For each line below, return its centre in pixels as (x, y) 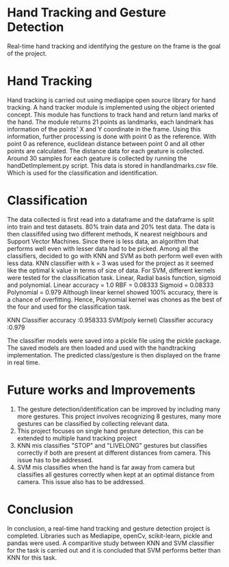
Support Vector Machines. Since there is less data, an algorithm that (103, 241)
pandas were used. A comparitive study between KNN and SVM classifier (111, 543)
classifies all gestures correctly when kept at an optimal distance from (116, 475)
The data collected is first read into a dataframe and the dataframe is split (111, 219)
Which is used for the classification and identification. (83, 173)
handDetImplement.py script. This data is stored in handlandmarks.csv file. (113, 165)
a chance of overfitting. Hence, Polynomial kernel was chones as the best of (114, 299)
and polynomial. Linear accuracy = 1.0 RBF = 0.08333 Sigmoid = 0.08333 (110, 285)
